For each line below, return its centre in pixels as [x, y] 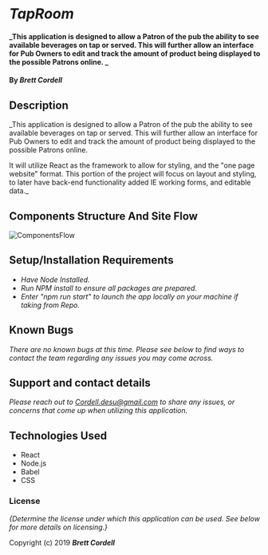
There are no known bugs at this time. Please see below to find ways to [127, 349]
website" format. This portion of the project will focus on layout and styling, [133, 174]
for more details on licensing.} [59, 527]
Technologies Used [58, 436]
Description [39, 105]
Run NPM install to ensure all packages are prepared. [109, 287]
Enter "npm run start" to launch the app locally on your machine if [129, 296]
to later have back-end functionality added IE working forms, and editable [130, 182]
